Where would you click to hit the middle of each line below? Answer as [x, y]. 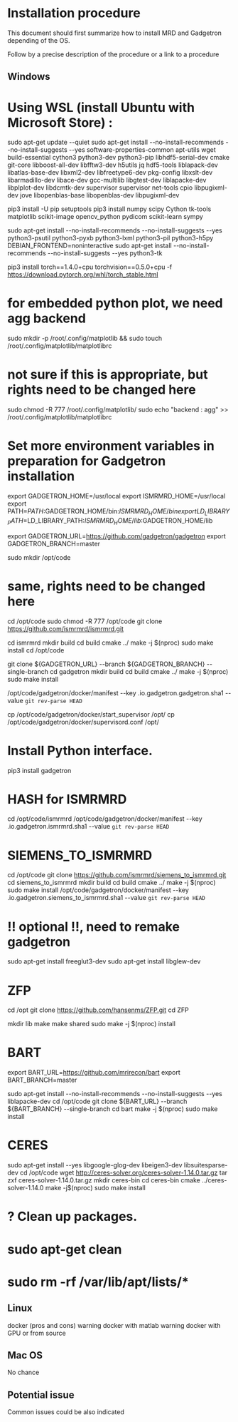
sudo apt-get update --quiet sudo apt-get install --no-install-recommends [116, 142]
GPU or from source [37, 1333]
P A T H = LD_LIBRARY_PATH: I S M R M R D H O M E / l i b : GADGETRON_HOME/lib [110, 521]
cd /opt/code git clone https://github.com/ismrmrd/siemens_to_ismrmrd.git [117, 875]
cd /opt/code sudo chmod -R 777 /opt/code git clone [85, 621]
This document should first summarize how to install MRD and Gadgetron [115, 33]
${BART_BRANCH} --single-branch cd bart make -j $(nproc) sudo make [113, 1109]
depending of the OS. [39, 40]
